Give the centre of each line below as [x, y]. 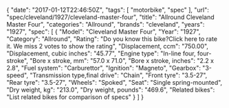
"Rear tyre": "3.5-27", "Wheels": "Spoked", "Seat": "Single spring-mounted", [115, 82]
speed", [18, 75]
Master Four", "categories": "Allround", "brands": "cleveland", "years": [106, 24]
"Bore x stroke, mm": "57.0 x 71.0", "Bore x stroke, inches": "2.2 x [122, 60]
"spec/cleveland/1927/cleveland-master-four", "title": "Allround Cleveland [110, 17]
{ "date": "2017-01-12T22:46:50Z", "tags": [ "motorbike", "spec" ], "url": [108, 10]
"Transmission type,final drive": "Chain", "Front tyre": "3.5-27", [119, 75]
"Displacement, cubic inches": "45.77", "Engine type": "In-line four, [101, 53]
